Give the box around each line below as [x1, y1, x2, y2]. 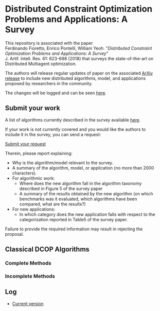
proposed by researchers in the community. [5, 80, 93, 86]
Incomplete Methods [5, 273, 55, 279]
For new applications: [12, 206, 55, 212]
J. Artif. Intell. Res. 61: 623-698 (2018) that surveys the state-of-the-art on [5, 55, 154, 61]
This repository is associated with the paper [5, 40, 93, 46]
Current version [12, 300, 44, 307]
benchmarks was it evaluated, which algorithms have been [19, 196, 137, 202]
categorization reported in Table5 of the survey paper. [19, 216, 128, 222]
